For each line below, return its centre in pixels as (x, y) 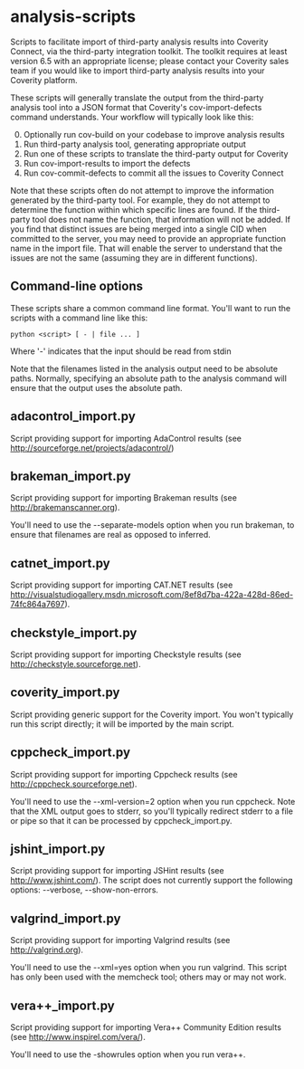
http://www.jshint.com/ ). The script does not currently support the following (152, 881)
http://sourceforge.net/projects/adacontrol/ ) (92, 448)
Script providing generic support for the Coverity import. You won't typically (152, 714)
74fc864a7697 (38, 605)
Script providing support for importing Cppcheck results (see (124, 774)
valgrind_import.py (66, 918)
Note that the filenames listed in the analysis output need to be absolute (144, 368)
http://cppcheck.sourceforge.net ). (74, 784)
